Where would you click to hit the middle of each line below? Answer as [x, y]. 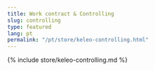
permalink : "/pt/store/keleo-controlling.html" [78, 40]
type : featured [29, 27]
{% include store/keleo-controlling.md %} [68, 60]
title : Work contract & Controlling [61, 14]
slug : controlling [34, 20]
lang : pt [20, 33]
